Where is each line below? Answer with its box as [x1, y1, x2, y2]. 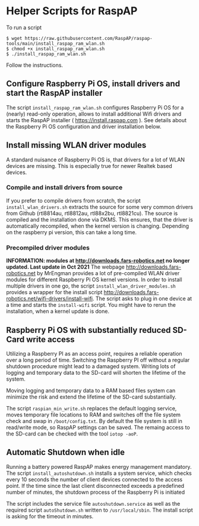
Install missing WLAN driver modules [6, 140, 147, 150]
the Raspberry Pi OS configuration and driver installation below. [6, 123, 162, 130]
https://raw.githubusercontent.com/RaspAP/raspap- [24, 35, 153, 41]
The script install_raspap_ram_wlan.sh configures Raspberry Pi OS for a [6, 104, 184, 111]
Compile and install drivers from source [6, 183, 123, 192]
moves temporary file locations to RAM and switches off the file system [6, 411, 181, 418]
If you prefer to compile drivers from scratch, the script [6, 197, 141, 204]
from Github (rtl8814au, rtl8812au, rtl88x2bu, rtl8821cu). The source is [6, 210, 178, 217]
